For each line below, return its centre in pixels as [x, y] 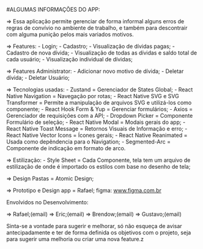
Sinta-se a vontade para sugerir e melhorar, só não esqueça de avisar [94, 226]
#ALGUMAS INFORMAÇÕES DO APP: [53, 10]
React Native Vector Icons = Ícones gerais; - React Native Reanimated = [97, 135]
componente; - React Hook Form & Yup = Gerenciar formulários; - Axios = [100, 109]
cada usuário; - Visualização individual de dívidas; [70, 59]
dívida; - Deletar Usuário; [38, 78]
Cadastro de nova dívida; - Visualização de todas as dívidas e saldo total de [102, 53]
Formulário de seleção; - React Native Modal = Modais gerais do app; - [96, 122]
